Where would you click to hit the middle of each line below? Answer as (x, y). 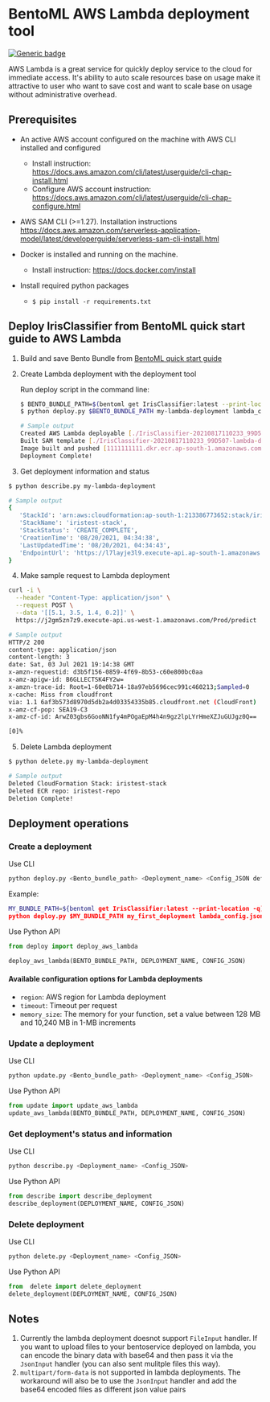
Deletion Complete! (41, 798)
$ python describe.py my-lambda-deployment (82, 486)
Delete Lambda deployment (66, 747)
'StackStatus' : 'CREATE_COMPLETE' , (78, 531)
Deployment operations (69, 824)
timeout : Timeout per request (69, 1005)
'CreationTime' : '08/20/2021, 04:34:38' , (89, 538)
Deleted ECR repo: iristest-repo (64, 791)
